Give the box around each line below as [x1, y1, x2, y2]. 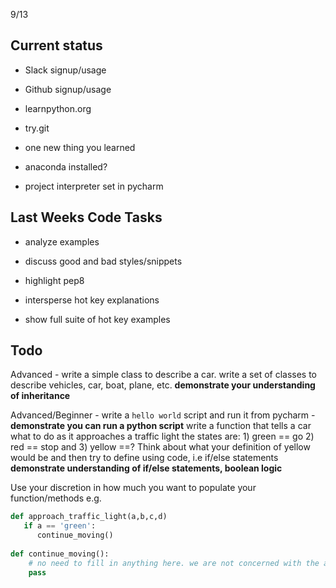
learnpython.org [24, 102, 92, 114]
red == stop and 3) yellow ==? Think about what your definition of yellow [10, 441, 311, 453]
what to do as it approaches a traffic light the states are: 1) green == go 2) [10, 430, 315, 443]
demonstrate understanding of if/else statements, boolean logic [10, 462, 283, 474]
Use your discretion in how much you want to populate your [10, 482, 257, 494]
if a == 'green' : [23, 521, 97, 531]
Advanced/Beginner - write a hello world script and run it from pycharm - [10, 409, 316, 421]
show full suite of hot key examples [24, 313, 171, 325]
